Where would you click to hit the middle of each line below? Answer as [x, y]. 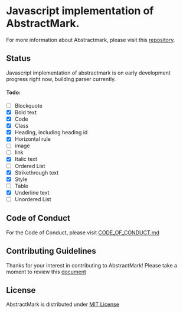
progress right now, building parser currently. [61, 79]
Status [19, 58]
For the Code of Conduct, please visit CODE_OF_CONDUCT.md [83, 233]
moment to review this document [46, 272]
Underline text [32, 192]
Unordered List [33, 199]
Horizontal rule [33, 139]
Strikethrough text [37, 172]
